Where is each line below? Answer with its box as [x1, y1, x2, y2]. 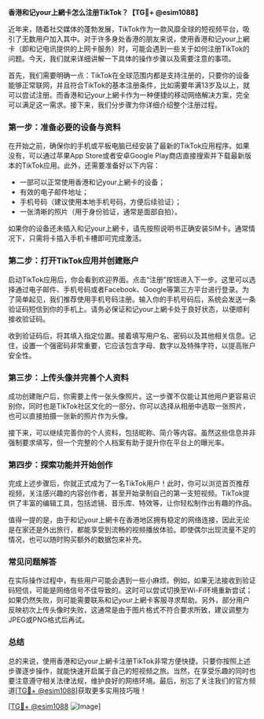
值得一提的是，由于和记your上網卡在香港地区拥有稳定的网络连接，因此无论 [8, 515, 250, 524]
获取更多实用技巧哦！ [77, 685, 147, 695]
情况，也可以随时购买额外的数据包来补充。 [8, 535, 146, 544]
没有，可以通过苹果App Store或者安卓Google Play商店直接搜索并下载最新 [8, 151, 245, 161]
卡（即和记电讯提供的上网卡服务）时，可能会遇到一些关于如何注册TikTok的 [8, 44, 250, 54]
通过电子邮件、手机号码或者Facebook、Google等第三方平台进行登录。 [14, 284, 243, 294]
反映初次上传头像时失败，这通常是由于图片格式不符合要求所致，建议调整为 [8, 606, 249, 615]
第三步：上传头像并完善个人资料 [8, 372, 130, 383]
